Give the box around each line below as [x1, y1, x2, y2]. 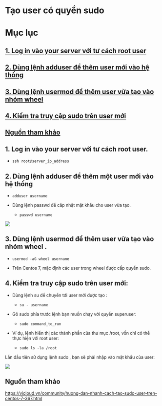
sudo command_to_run [19, 321, 61, 326]
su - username [19, 302, 48, 307]
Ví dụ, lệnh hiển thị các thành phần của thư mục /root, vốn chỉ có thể [12, 330, 150, 336]
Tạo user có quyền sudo [5, 5, 104, 16]
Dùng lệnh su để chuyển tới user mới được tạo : [12, 292, 107, 298]
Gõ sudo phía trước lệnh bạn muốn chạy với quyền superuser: [12, 311, 137, 317]
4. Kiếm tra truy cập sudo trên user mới [5, 111, 126, 120]
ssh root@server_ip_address [12, 159, 69, 164]
